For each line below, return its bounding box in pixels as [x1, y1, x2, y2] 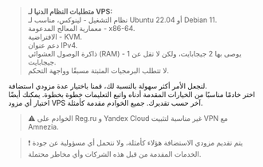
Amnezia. [27, 122, 59, 131]
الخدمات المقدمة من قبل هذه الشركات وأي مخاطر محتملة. [27, 150, 202, 158]
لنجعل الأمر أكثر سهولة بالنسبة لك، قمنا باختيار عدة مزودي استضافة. [8, 81, 207, 91]
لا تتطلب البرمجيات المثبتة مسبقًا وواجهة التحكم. [27, 66, 170, 75]
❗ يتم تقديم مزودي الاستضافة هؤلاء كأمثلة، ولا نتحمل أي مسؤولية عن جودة [27, 138, 243, 147]
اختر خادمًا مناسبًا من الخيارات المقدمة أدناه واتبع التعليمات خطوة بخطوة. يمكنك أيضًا [8, 90, 256, 99]
